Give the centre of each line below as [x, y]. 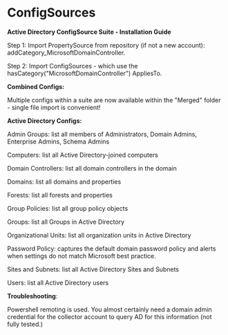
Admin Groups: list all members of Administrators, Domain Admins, [102, 134]
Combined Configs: [36, 86]
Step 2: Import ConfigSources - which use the [73, 66]
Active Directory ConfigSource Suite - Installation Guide [89, 32]
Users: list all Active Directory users [58, 283]
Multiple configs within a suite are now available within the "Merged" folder [114, 100]
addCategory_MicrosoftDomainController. [66, 52]
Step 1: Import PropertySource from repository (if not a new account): [106, 45]
